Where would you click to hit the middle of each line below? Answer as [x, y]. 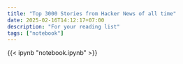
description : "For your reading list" [64, 26]
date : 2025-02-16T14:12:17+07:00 [56, 20]
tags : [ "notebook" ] [36, 33]
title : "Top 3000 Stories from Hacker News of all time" [92, 14]
